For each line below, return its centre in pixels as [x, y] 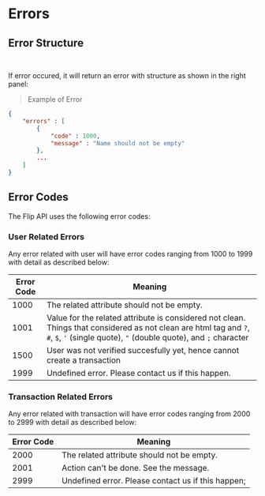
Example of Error [55, 99]
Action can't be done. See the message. [136, 468]
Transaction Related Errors [60, 396]
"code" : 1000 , [75, 136]
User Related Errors [47, 236]
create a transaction [83, 360]
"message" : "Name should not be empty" [118, 143]
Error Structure [46, 43]
